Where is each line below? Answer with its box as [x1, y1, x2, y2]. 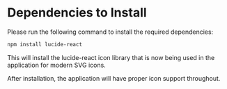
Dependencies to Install [7, 5, 148, 21]
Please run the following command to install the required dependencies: [7, 28, 214, 36]
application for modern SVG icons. [7, 61, 106, 69]
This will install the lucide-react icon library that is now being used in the [7, 53, 215, 61]
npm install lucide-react [7, 41, 82, 48]
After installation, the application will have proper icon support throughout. [7, 74, 221, 82]
